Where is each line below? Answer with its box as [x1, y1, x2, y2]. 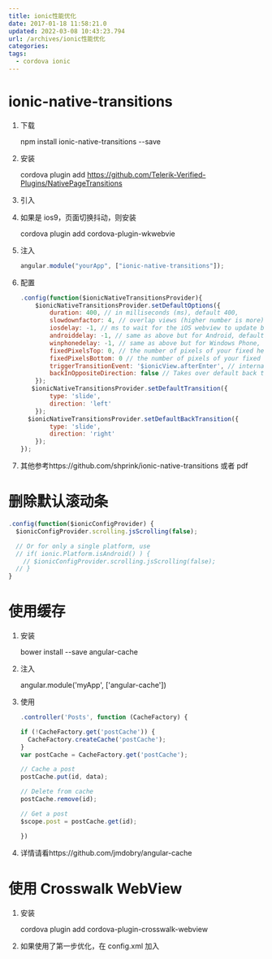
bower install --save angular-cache [19, 647, 138, 657]
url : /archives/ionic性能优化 [8, 34, 106, 43]
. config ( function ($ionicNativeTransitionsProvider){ [19, 294, 203, 302]
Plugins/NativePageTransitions [19, 178, 123, 188]
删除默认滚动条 [8, 493, 109, 511]
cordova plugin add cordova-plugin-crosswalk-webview [19, 924, 209, 934]
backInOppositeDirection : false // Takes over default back [50, 370, 257, 378]
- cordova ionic [15, 58, 71, 66]
